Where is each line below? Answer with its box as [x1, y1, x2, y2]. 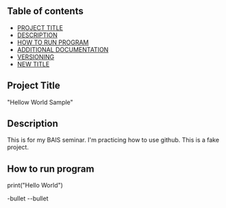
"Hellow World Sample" [7, 98, 73, 106]
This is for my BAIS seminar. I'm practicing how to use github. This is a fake [7, 136, 220, 144]
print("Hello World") [7, 181, 64, 190]
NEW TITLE [16, 60, 50, 68]
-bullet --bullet [7, 194, 49, 203]
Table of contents [7, 5, 84, 17]
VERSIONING [16, 53, 55, 61]
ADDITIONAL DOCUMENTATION [16, 45, 109, 53]
